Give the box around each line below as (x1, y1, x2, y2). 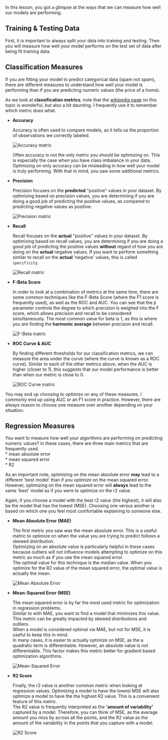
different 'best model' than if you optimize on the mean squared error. (5, 477, 149, 483)
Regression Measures (5, 422, 75, 430)
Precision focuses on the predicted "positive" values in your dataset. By (12, 187, 162, 193)
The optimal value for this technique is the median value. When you (12, 560, 152, 566)
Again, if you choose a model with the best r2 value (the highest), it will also (5, 497, 162, 503)
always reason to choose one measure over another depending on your (5, 401, 153, 408)
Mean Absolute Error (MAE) (12, 518, 72, 524)
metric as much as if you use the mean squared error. (12, 554, 124, 561)
